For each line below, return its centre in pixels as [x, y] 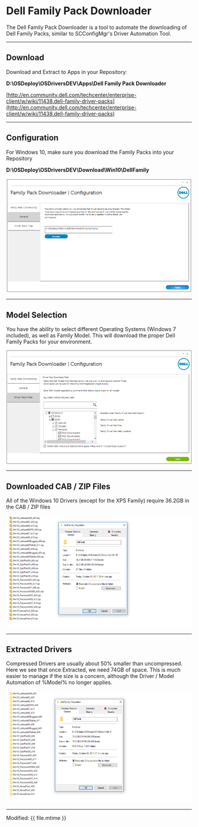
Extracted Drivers [39, 649]
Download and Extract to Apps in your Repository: [67, 72]
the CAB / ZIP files [28, 507]
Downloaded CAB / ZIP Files [58, 486]
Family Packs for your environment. [49, 342]
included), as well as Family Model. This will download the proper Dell [91, 335]
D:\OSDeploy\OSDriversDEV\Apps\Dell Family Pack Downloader [86, 83]
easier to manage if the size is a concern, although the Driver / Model [90, 676]
